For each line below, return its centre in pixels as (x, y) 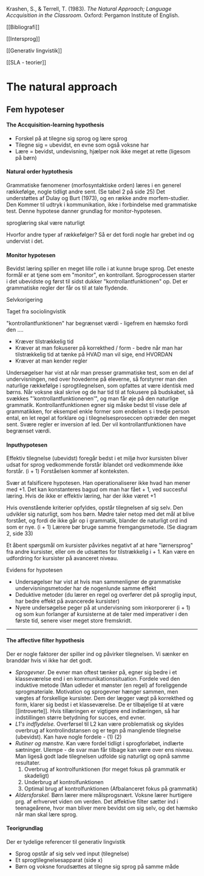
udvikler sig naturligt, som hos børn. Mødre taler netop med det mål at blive (100, 514)
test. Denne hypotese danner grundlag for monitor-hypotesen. (84, 211)
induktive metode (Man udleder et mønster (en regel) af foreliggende (101, 685)
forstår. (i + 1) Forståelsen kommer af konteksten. (68, 471)
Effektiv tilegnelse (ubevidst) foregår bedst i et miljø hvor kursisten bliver (97, 458)
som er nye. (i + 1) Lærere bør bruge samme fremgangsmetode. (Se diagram (102, 527)
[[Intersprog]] (23, 39)
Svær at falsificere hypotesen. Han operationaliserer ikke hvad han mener (98, 483)
